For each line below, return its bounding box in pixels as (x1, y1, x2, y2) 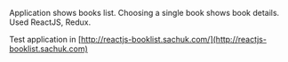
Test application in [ (9, 35, 82, 44)
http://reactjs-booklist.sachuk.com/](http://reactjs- (81, 35, 267, 44)
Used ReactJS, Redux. (9, 17, 92, 27)
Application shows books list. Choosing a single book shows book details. (9, 8, 280, 18)
